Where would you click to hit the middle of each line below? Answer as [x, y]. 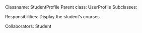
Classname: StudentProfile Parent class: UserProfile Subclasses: [71, 7]
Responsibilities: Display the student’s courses [53, 16]
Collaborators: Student [28, 26]
